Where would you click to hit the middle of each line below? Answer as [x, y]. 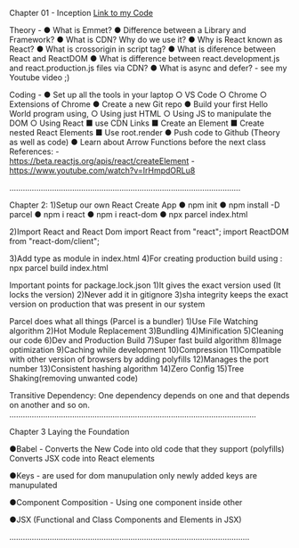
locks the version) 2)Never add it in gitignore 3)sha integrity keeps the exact [149, 294]
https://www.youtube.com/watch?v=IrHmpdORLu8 [102, 170]
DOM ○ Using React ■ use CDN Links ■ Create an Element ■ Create [137, 123]
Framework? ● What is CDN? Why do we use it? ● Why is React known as [146, 40]
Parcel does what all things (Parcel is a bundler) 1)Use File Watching [134, 321]
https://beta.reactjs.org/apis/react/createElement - [102, 161]
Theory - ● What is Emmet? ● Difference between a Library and [128, 30]
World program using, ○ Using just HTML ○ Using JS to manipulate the [140, 114]
